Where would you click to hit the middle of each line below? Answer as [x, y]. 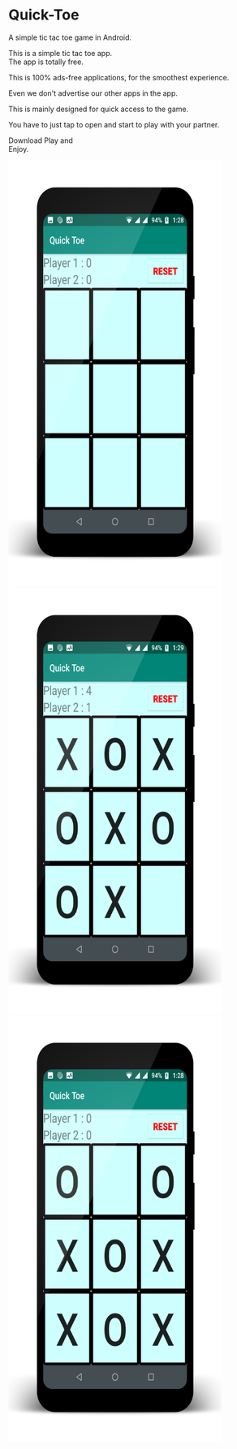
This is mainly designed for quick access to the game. [99, 109]
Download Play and [41, 140]
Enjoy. [19, 149]
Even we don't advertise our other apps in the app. [93, 93]
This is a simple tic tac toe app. [60, 53]
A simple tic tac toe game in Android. [70, 37]
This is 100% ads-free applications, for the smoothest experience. [119, 77]
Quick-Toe [44, 15]
